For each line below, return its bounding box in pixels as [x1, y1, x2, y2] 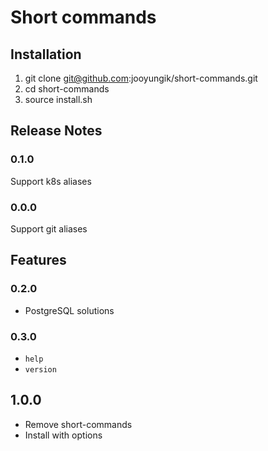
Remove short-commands [24, 418, 133, 430]
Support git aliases [10, 222, 88, 235]
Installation [10, 46, 82, 63]
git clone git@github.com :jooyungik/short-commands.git [24, 72, 258, 84]
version [24, 364, 57, 375]
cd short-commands [24, 83, 110, 95]
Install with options [24, 429, 103, 441]
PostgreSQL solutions [24, 304, 115, 316]
